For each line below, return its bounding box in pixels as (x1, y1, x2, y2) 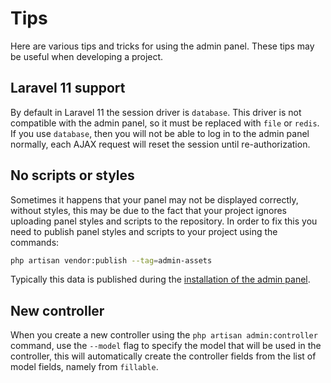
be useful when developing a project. (10, 50, 164, 62)
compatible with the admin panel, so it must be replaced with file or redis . (10, 117, 320, 129)
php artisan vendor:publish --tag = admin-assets (10, 255, 213, 266)
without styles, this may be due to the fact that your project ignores (10, 204, 288, 216)
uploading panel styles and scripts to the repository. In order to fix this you (10, 215, 318, 227)
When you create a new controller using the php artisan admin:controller (10, 329, 318, 341)
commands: (10, 236, 60, 248)
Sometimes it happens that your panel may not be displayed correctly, (10, 193, 299, 206)
